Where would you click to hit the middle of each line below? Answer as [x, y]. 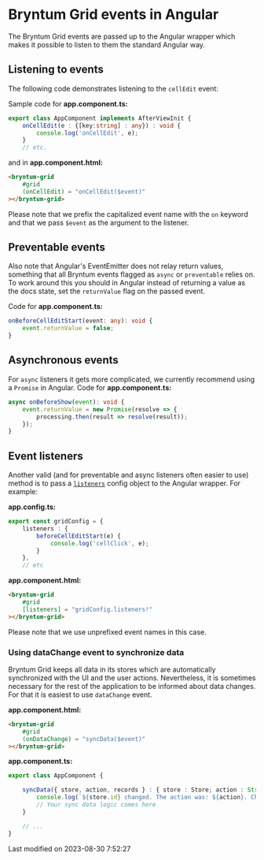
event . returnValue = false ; [68, 329]
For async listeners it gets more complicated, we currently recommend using [132, 379]
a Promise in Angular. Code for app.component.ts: [90, 387]
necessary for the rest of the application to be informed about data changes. [132, 686]
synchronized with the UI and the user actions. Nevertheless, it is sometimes [132, 678]
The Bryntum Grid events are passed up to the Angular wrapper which [122, 36]
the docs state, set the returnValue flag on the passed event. [107, 291]
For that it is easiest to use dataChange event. [80, 694]
